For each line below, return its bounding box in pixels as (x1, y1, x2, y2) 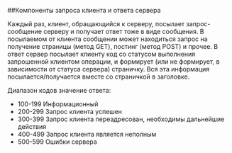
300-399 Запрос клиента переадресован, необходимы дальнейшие (17, 115, 225, 123)
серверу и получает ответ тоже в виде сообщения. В (43, 28, 204, 35)
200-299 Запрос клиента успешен (17, 108, 122, 115)
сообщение (7, 28, 43, 35)
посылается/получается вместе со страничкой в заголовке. (7, 72, 190, 81)
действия (17, 123, 47, 130)
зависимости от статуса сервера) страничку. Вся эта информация (7, 65, 210, 73)
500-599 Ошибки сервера (17, 137, 97, 146)
